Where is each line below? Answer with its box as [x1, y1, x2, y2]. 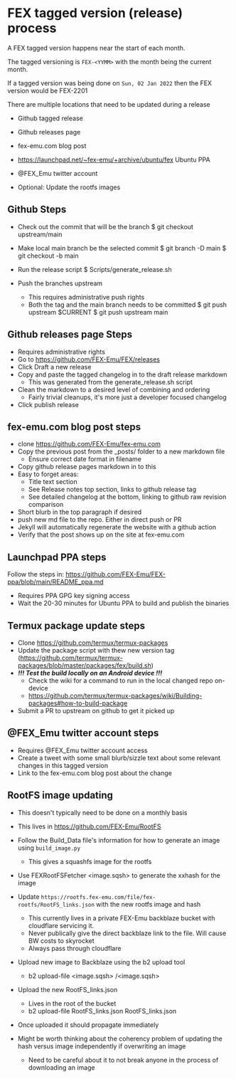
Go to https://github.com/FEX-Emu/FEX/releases [17, 354, 160, 364]
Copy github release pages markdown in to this [17, 463, 156, 471]
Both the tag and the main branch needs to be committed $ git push [28, 300, 227, 309]
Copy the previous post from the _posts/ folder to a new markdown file [17, 447, 225, 456]
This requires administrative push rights [28, 293, 145, 301]
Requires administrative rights [17, 347, 105, 356]
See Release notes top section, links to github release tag [28, 485, 197, 494]
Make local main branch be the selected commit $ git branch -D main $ [17, 243, 227, 252]
